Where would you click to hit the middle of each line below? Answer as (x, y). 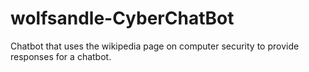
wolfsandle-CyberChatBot (122, 18)
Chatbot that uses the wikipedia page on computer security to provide (155, 46)
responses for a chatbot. (61, 56)
